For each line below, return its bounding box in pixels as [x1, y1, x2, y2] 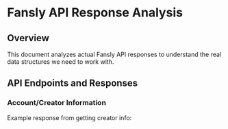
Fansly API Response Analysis [7, 5, 183, 21]
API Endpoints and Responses [7, 78, 138, 89]
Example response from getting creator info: [7, 113, 132, 121]
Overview [7, 32, 50, 44]
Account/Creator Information [7, 98, 106, 108]
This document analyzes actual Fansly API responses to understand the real [7, 50, 222, 58]
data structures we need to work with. [7, 58, 114, 66]
